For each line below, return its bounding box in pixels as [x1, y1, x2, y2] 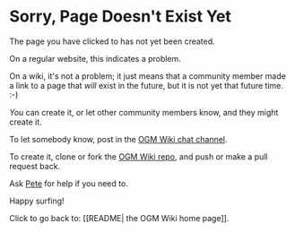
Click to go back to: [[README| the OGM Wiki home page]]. [9, 212, 230, 223]
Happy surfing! [9, 195, 65, 206]
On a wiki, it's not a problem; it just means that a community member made [9, 70, 287, 82]
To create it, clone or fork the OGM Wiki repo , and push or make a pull [9, 150, 268, 162]
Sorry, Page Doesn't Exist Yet [9, 6, 231, 27]
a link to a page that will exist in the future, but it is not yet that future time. [9, 80, 284, 90]
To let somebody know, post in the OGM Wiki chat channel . [9, 133, 228, 144]
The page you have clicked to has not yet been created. [9, 36, 215, 47]
